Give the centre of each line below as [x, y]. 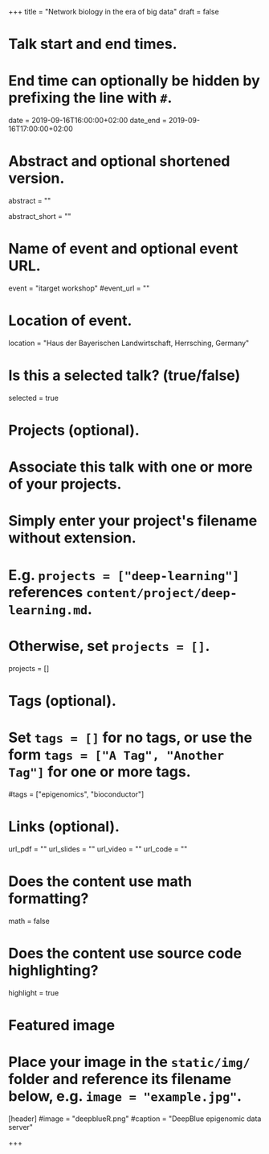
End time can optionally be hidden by [134, 81]
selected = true [33, 398]
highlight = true [34, 992]
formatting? [49, 898]
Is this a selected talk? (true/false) [124, 375]
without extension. [72, 538]
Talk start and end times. [93, 44]
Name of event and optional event [123, 249]
